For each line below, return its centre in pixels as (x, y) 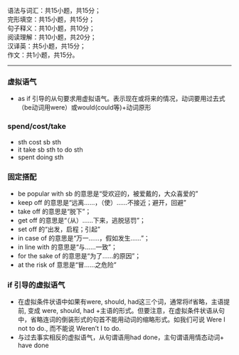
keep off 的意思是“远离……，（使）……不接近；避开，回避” (102, 202)
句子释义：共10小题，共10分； (52, 28)
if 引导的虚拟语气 (36, 285)
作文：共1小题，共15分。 (43, 55)
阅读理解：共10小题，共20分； (52, 37)
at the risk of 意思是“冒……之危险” (67, 265)
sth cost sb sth (39, 142)
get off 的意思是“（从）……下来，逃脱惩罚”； (81, 220)
